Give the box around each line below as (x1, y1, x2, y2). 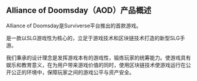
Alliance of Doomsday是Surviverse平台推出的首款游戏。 (6, 22, 142, 29)
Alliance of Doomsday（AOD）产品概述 (6, 5, 151, 16)
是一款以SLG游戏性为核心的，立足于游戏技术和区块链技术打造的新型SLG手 (6, 34, 185, 41)
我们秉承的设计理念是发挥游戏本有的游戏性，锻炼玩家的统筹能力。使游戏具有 (6, 54, 191, 61)
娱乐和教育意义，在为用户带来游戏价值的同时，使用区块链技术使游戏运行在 (6, 61, 186, 68)
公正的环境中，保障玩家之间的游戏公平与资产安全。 (11, 69, 135, 76)
